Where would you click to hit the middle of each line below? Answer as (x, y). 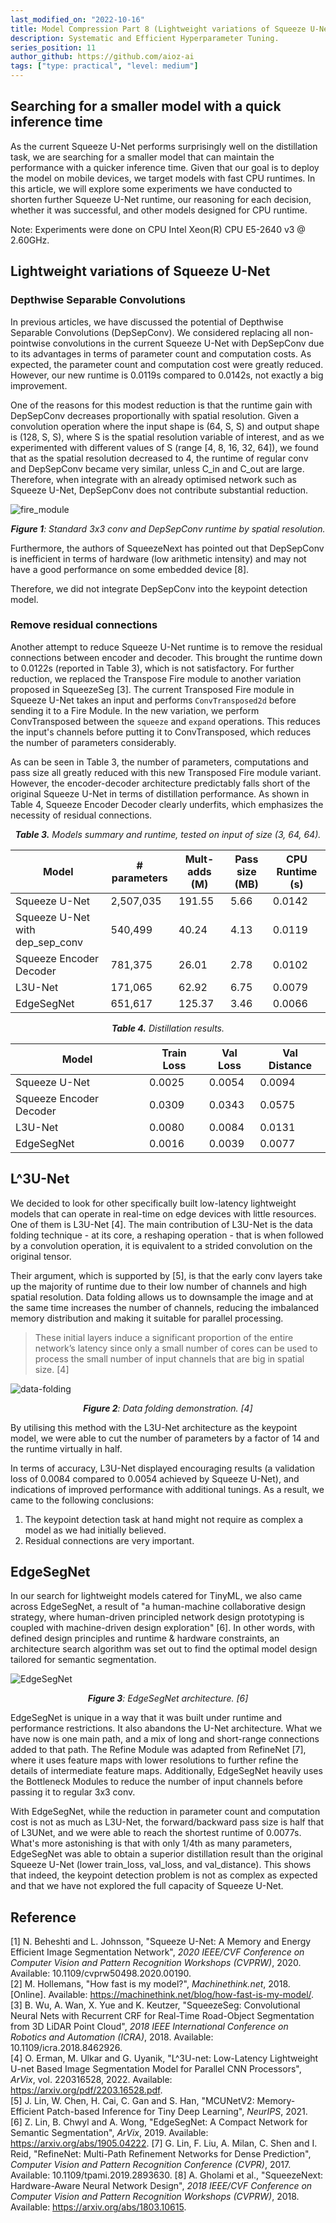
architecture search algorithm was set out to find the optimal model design (164, 1649)
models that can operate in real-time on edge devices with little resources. (163, 1213)
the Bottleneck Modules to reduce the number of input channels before (156, 1782)
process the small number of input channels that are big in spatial (169, 1358)
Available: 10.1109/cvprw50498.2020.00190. (101, 1973)
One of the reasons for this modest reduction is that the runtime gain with (161, 405)
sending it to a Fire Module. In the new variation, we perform (135, 710)
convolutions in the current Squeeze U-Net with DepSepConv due (188, 343)
